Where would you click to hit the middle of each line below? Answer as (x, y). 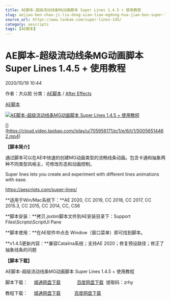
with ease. (16, 180)
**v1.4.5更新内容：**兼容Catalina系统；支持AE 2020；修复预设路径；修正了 (85, 243)
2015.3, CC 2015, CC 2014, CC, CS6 (43, 206)
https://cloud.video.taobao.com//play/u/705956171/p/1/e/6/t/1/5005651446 (85, 131)
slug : (11, 15)
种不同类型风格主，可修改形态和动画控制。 (50, 164)
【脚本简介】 (19, 147)
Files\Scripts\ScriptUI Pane (33, 222)
